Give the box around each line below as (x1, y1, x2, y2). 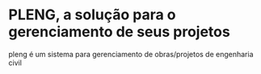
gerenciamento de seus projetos (8, 23, 230, 41)
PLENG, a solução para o (8, 6, 176, 24)
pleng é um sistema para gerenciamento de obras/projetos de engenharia (8, 49, 254, 59)
